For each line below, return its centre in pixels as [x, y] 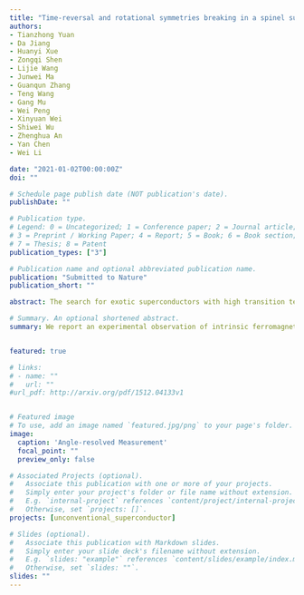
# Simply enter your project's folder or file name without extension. [152, 493]
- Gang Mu [28, 102]
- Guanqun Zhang [40, 85]
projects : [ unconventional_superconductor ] [93, 518]
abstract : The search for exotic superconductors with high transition [147, 302]
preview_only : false [56, 459]
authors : [26, 26]
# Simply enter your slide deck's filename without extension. [135, 551]
